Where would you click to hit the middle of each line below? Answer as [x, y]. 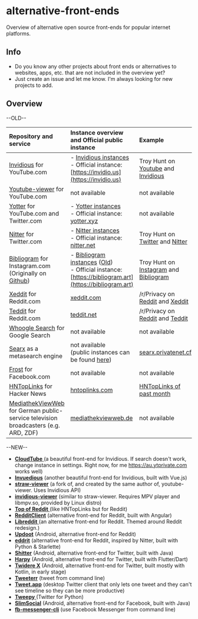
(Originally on [28, 273]
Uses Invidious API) [57, 490]
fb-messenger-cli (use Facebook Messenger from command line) [95, 609]
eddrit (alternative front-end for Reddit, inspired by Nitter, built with [96, 540]
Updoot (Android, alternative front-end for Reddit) [75, 534]
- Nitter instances [95, 230]
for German [25, 411]
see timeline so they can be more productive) [70, 590]
